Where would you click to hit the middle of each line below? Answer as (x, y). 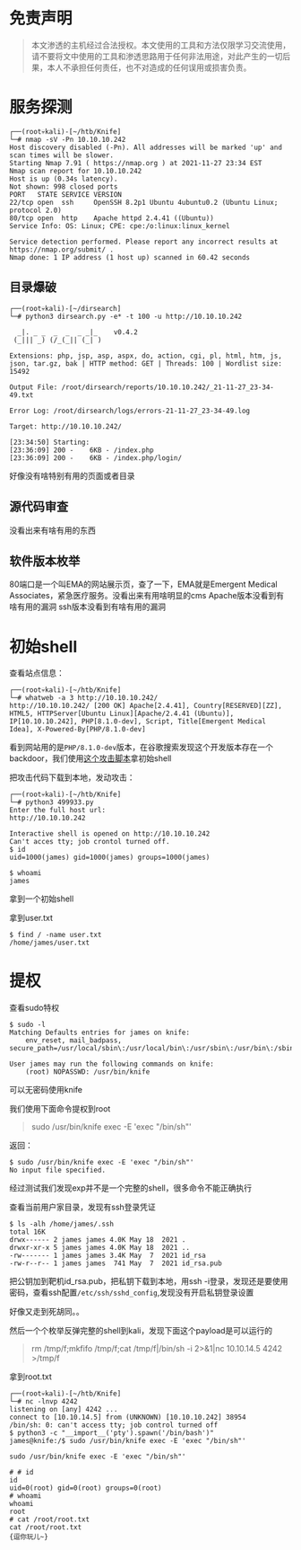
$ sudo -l (28, 1025)
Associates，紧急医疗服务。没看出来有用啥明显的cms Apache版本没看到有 (147, 596)
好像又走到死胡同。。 (47, 1312)
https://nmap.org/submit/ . (62, 249)
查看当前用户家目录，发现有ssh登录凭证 (83, 1207)
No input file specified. (57, 1170)
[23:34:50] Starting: (50, 442)
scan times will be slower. (62, 155)
